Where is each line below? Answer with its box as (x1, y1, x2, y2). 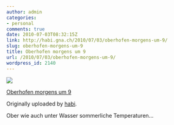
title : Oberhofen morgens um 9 (6, 49, 86, 55)
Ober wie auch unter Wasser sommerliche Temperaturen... (6, 112, 154, 119)
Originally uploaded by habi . (6, 100, 78, 107)
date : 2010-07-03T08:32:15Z (6, 32, 78, 38)
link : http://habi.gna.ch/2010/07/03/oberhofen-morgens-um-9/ (6, 37, 168, 43)
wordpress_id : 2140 (6, 60, 56, 66)
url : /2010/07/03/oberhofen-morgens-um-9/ (6, 54, 116, 60)
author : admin (6, 9, 43, 15)
